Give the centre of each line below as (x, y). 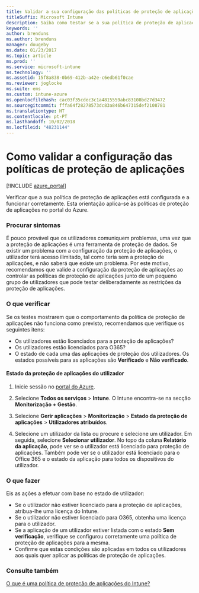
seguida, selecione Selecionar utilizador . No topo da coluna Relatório (100, 440)
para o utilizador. (35, 524)
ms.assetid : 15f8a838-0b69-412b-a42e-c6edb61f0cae (70, 78)
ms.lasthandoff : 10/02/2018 (41, 122)
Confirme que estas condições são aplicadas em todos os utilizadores (100, 549)
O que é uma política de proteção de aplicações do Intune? (78, 584)
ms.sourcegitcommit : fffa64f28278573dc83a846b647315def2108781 (86, 105)
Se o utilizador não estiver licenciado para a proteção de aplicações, (98, 505)
